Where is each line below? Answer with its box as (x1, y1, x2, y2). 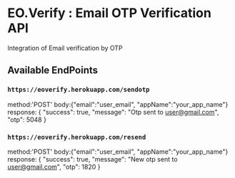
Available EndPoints (7, 64, 99, 76)
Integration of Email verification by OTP (7, 43, 123, 52)
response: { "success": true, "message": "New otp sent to (7, 155, 178, 163)
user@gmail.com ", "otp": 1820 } (7, 162, 101, 171)
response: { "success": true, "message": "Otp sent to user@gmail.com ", (7, 108, 219, 116)
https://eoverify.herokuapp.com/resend (7, 133, 146, 141)
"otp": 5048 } (7, 115, 46, 124)
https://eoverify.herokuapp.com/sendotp (7, 85, 150, 94)
